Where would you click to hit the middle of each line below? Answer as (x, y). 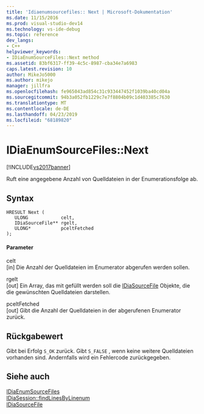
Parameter (20, 247)
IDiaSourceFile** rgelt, (46, 223)
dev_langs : (20, 40)
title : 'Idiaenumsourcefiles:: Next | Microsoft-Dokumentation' (90, 12)
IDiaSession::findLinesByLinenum (48, 397)
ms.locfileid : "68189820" (39, 120)
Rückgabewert (35, 336)
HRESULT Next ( (26, 212)
